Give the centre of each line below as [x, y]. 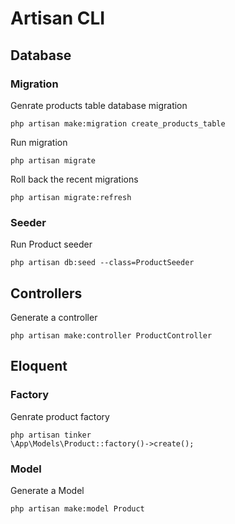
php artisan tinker [51, 435]
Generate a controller [54, 317]
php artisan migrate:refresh [71, 197]
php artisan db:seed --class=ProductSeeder [102, 263]
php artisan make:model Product [77, 508]
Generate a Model [47, 490]
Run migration [39, 142]
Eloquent [39, 366]
